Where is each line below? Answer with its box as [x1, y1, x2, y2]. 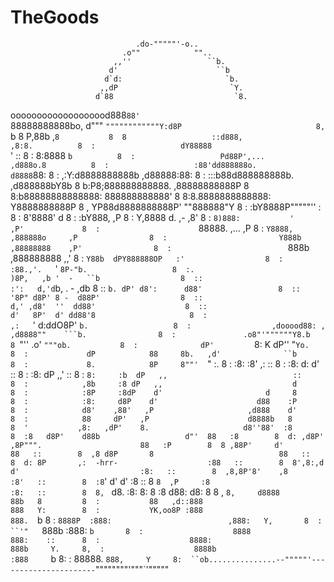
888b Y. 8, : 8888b [10, 544, 217, 554]
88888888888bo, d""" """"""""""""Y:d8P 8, [10, 119, 326, 131]
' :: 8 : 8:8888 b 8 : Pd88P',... [10, 149, 265, 161]
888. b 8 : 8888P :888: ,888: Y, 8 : [10, 514, 323, 526]
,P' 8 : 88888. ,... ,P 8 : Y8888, [10, 222, 294, 234]
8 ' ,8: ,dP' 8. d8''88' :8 [10, 422, 293, 433]
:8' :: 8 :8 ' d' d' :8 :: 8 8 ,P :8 [10, 475, 211, 487]
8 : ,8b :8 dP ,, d [10, 379, 298, 389]
